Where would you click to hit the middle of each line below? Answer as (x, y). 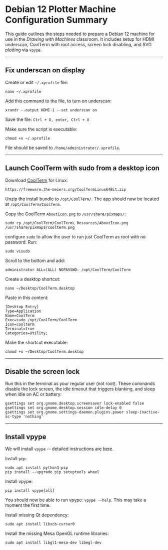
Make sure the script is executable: (41, 129)
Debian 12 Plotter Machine (61, 9)
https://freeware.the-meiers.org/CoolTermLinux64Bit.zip (66, 189)
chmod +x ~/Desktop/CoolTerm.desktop (44, 352)
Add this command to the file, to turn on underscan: (58, 101)
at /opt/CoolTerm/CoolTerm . (33, 204)
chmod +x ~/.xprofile (28, 138)
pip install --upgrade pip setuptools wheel (52, 472)
